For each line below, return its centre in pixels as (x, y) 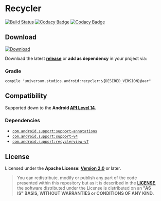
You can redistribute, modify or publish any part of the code (77, 178)
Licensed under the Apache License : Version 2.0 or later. (63, 168)
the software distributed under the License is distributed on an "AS (84, 188)
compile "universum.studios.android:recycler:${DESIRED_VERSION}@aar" (78, 81)
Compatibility (26, 96)
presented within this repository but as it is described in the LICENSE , (87, 183)
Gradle (13, 71)
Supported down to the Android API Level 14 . (51, 108)
